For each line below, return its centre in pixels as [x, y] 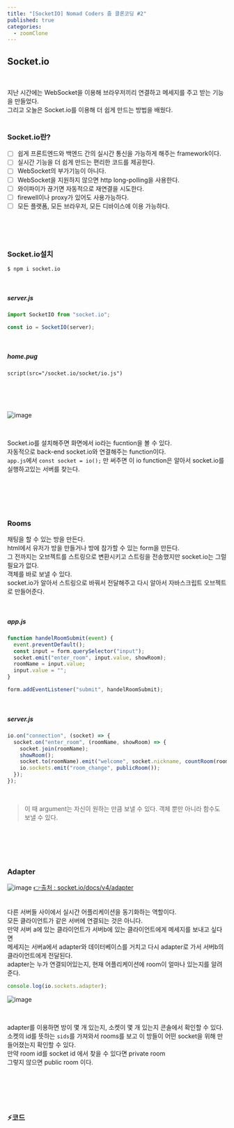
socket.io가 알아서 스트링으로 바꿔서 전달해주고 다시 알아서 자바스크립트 [105, 582]
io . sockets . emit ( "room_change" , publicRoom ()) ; [90, 768]
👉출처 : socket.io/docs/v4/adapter [84, 888]
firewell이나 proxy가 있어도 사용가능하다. [73, 197]
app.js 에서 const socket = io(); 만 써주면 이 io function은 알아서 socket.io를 [116, 460]
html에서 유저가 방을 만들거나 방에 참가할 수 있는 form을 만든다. [93, 548]
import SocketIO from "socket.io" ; [59, 315]
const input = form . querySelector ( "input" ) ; [79, 651]
